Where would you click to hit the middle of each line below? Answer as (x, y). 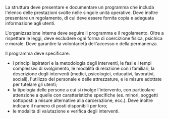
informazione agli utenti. (30, 23)
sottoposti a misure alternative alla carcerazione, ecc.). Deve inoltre (82, 100)
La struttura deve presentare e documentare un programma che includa (80, 7)
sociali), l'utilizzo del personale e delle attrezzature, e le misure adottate (87, 79)
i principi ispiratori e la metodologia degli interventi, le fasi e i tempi (82, 63)
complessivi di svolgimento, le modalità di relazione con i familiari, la (83, 68)
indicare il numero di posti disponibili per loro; (60, 106)
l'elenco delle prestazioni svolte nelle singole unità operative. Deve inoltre (81, 13)
